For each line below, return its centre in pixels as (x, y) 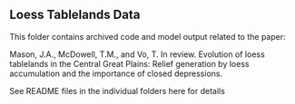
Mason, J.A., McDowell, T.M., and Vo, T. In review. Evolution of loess (137, 54)
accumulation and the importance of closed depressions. (116, 73)
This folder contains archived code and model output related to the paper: (147, 36)
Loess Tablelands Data (75, 15)
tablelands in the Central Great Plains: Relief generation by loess (129, 63)
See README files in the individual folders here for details (117, 90)
